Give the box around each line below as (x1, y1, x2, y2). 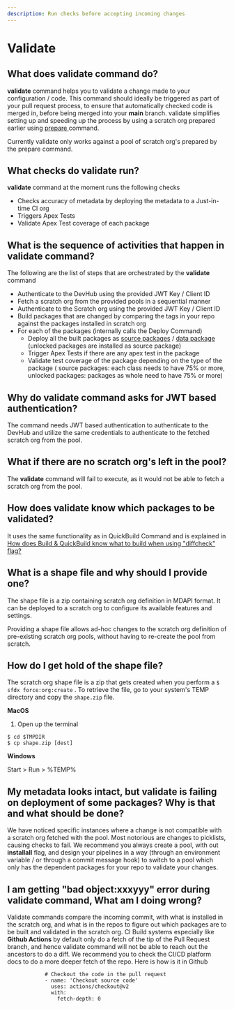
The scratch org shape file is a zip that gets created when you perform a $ (7, 678, 220, 686)
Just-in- (196, 197, 219, 205)
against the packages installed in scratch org (17, 319, 146, 328)
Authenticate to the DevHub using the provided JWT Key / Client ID (17, 290, 210, 298)
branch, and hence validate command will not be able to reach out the (7, 942, 208, 950)
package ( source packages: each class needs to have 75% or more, (27, 364, 225, 372)
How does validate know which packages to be (7, 502, 215, 514)
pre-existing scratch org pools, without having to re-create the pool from (7, 632, 216, 640)
